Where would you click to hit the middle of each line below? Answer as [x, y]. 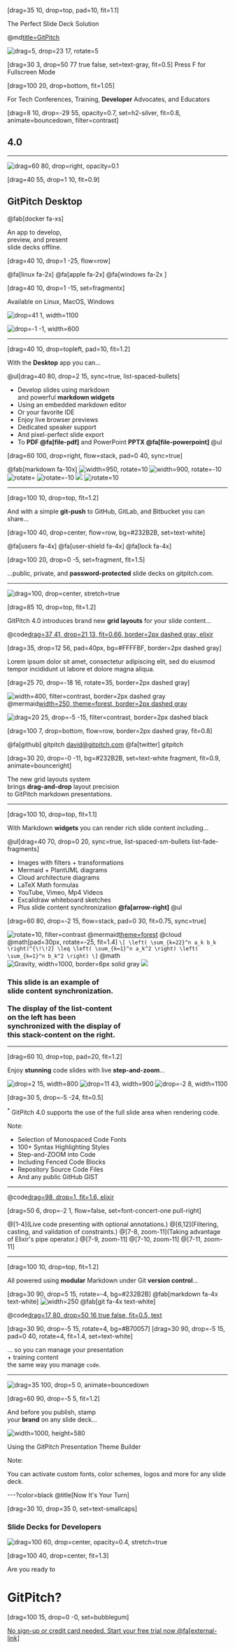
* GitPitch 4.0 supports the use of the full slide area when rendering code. [113, 1111]
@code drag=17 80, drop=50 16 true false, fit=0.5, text [85, 1315]
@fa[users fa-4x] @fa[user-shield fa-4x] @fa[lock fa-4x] [90, 546]
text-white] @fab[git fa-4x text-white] [81, 1301]
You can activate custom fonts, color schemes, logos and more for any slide [116, 1473]
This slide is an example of [53, 982]
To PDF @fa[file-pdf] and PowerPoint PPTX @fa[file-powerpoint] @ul [120, 442]
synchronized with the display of [64, 1026]
